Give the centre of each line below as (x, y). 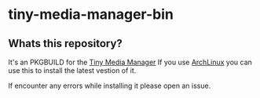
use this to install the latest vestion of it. (72, 71)
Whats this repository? (66, 44)
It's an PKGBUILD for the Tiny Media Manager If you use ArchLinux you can (130, 62)
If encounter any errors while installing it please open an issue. (110, 85)
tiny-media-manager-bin (91, 15)
